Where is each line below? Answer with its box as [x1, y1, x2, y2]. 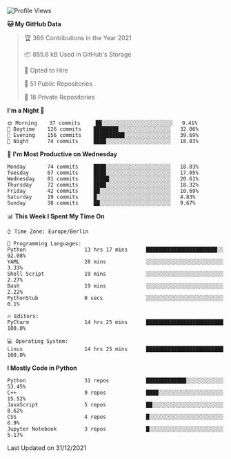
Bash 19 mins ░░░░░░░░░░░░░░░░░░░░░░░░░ [7, 283, 224, 290]
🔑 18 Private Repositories [23, 93, 95, 101]
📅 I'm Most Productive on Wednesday [7, 150, 117, 158]
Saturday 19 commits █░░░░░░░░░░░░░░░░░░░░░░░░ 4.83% [7, 194, 196, 200]
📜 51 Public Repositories [23, 79, 93, 88]
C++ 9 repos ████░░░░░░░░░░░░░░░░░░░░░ [7, 389, 224, 396]
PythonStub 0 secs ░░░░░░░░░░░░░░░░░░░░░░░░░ [7, 294, 224, 301]
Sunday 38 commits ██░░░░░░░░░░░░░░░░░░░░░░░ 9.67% [7, 200, 196, 207]
